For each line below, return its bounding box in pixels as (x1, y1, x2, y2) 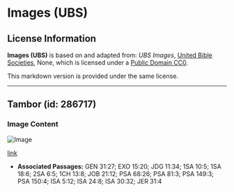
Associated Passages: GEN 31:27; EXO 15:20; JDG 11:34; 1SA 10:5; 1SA (17, 162, 221, 170)
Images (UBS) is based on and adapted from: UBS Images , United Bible (7, 51, 212, 59)
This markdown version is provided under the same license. (7, 72, 179, 80)
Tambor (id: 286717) (7, 99, 97, 111)
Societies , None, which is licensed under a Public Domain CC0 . (7, 58, 189, 67)
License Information (7, 33, 96, 45)
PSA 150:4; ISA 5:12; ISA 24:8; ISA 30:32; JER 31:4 (17, 177, 162, 185)
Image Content (7, 120, 59, 129)
